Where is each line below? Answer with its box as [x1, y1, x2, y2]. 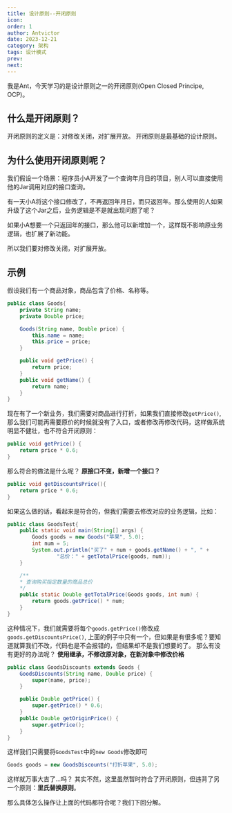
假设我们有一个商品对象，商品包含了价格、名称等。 [7, 286, 153, 295]
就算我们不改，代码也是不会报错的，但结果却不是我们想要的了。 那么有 [12, 641, 215, 649]
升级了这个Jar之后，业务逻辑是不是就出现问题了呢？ [7, 206, 156, 215]
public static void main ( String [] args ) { [19, 527, 144, 534]
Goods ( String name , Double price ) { [19, 325, 126, 333]
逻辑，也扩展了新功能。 [7, 229, 74, 238]
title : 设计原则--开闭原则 [7, 10, 77, 17]
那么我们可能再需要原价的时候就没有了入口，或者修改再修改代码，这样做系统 [7, 418, 225, 426]
